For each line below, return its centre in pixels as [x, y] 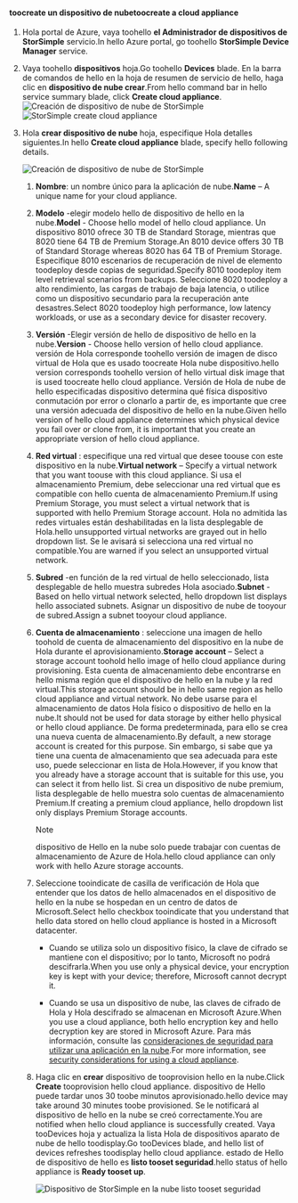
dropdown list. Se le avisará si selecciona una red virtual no [144, 541]
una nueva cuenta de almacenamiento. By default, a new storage [153, 737]
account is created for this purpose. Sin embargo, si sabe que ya [154, 746]
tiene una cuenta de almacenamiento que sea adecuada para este [157, 756]
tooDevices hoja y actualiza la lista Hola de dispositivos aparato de [157, 1134]
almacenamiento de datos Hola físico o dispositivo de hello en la [153, 708]
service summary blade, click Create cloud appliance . [122, 97]
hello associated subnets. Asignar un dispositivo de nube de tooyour [161, 606]
